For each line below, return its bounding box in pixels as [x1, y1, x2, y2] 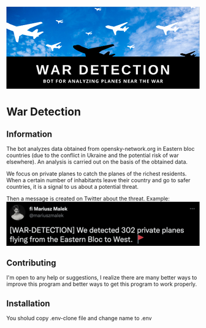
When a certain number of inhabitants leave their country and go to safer [6, 177, 191, 184]
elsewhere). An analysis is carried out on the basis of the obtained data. [6, 158, 188, 166]
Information [6, 129, 53, 140]
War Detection [6, 105, 82, 118]
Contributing [6, 258, 56, 269]
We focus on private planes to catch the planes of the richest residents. [6, 170, 187, 178]
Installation [6, 298, 50, 308]
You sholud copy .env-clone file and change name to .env [6, 315, 152, 322]
